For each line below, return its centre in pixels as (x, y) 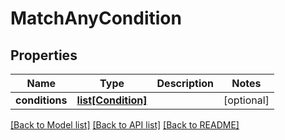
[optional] (246, 100)
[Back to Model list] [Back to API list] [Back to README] (125, 125)
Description (185, 83)
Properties (44, 55)
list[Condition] (112, 100)
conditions (41, 100)
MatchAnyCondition (96, 18)
